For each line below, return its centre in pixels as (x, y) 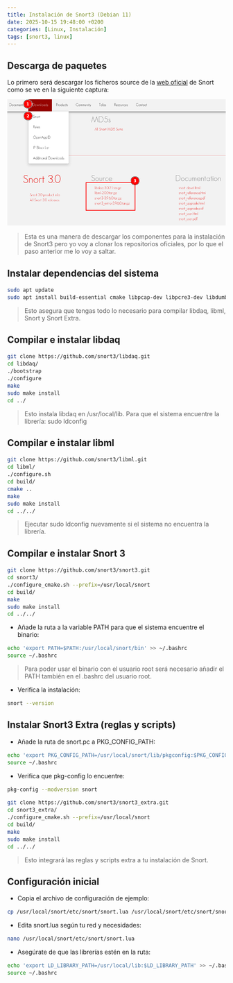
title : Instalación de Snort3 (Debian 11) (69, 15)
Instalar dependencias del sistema (83, 273)
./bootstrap (24, 371)
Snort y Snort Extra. (52, 318)
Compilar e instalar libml (61, 443)
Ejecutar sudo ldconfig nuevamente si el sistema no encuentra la (116, 524)
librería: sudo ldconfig (55, 421)
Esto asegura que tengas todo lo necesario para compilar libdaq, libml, (125, 310)
